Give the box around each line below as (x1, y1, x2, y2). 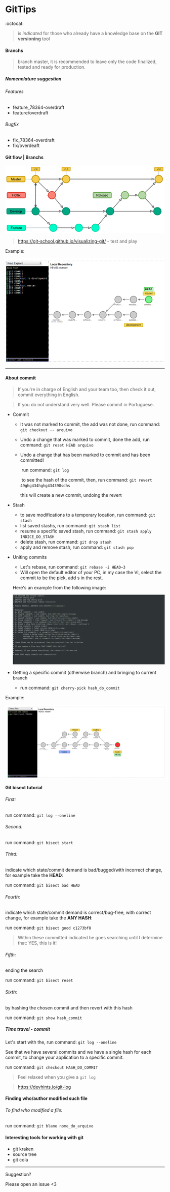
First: (5, 796, 16, 802)
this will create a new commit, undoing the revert (20, 492, 122, 498)
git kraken (12, 1146, 34, 1152)
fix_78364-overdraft (12, 137, 55, 143)
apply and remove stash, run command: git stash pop (20, 544, 134, 550)
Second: (5, 824, 23, 830)
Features (5, 88, 24, 95)
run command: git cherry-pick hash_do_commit (20, 685, 120, 691)
